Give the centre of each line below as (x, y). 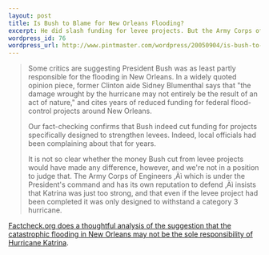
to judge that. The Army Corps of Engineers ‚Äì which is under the (137, 176)
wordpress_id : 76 (37, 38)
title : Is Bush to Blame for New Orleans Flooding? (96, 23)
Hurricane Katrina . (39, 243)
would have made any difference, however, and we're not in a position (143, 168)
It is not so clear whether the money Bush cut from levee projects (136, 159)
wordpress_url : (34, 46)
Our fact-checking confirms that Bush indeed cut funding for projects (143, 127)
